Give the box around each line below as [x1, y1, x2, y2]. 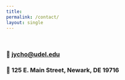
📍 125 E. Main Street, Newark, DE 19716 [6, 66, 120, 74]
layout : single [6, 19, 44, 25]
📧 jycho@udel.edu [6, 51, 60, 59]
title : [6, 8, 22, 15]
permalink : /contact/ [6, 14, 60, 20]
